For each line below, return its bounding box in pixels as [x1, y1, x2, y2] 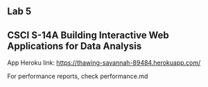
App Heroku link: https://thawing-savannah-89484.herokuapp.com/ [7, 58, 201, 67]
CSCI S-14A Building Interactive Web [7, 29, 170, 41]
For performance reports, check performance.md [7, 72, 148, 81]
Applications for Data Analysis [7, 40, 142, 52]
